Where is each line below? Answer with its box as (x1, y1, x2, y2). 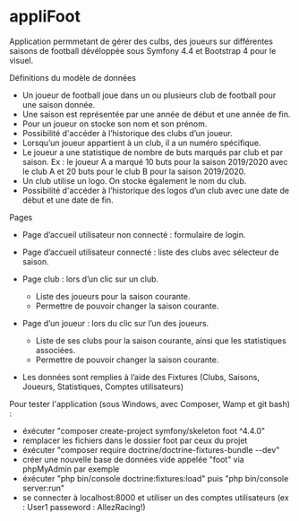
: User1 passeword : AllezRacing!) (21, 501, 146, 512)
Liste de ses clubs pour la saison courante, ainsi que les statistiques (35, 334, 286, 346)
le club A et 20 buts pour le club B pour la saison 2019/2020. (21, 166, 246, 177)
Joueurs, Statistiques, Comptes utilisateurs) (21, 381, 184, 392)
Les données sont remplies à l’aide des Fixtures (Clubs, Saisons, (21, 371, 260, 382)
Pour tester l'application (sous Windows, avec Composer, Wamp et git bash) (9, 398, 291, 409)
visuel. (9, 55, 34, 65)
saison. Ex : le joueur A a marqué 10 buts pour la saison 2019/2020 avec (21, 156, 288, 167)
